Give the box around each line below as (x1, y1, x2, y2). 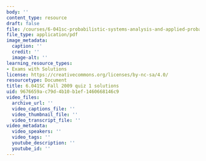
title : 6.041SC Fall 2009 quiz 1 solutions (6, 83, 120, 89)
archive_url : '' (12, 100, 53, 106)
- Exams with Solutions (6, 66, 67, 72)
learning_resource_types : (6, 60, 72, 66)
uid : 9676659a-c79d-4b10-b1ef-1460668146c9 (6, 89, 120, 95)
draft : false (6, 20, 40, 26)
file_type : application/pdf (6, 32, 78, 38)
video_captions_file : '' (12, 105, 75, 112)
